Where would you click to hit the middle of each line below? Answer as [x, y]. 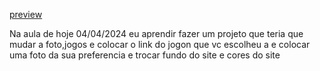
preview [26, 14]
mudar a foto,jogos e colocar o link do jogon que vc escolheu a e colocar [160, 44]
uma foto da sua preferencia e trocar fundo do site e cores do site [145, 55]
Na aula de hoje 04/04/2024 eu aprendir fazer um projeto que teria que [156, 33]
